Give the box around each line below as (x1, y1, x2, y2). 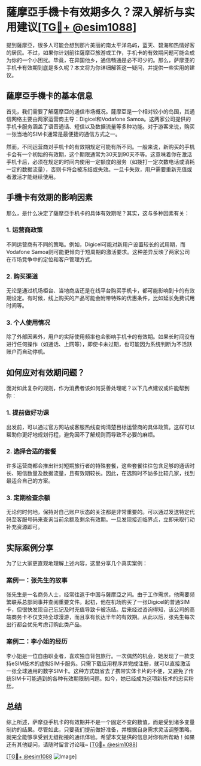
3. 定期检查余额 (6, 493, 51, 502)
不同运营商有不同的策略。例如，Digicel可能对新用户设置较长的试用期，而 (6, 241, 186, 248)
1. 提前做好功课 (6, 409, 50, 417)
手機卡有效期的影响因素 (6, 193, 93, 203)
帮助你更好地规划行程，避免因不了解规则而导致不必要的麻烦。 (6, 430, 159, 438)
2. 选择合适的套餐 (6, 447, 57, 456)
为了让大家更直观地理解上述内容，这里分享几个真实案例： (6, 559, 148, 567)
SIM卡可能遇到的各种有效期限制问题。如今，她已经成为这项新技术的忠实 (11, 675, 189, 682)
